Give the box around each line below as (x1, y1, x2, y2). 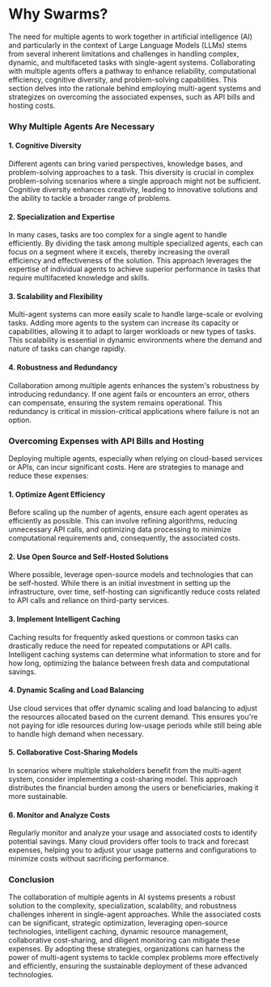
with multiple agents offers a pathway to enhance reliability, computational (8, 66, 256, 75)
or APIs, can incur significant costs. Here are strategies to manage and (8, 462, 244, 472)
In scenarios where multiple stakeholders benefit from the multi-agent (8, 765, 242, 775)
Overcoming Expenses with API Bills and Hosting (8, 435, 205, 446)
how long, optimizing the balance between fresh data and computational (8, 658, 250, 668)
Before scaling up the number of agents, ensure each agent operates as (8, 507, 248, 517)
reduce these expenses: (8, 471, 89, 481)
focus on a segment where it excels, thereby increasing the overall (8, 247, 231, 257)
